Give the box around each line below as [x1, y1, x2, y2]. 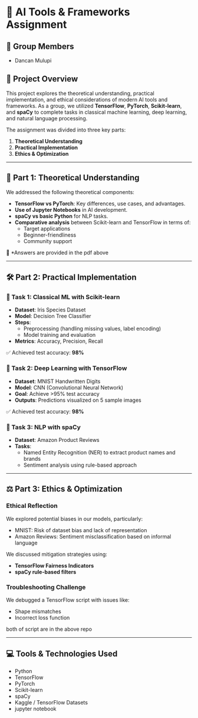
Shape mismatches [14, 608, 62, 615]
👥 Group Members [6, 41, 75, 51]
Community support [23, 237, 72, 244]
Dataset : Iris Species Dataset [14, 306, 86, 313]
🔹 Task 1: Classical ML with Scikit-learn [6, 293, 120, 301]
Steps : [14, 319, 31, 326]
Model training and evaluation [23, 332, 96, 339]
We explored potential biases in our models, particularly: [6, 515, 143, 522]
